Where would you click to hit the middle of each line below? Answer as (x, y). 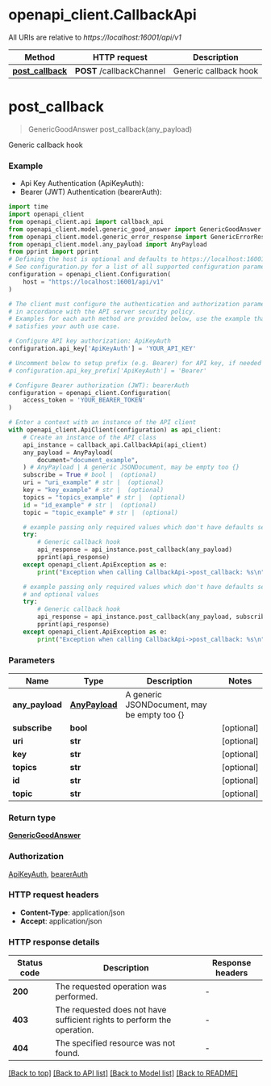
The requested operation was (111, 987)
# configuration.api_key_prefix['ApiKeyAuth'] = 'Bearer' (108, 370)
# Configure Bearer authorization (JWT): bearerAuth (99, 385)
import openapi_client (46, 215)
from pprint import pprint (54, 252)
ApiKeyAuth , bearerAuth (48, 873)
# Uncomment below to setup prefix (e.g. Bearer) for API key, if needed (135, 363)
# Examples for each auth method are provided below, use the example (129, 319)
